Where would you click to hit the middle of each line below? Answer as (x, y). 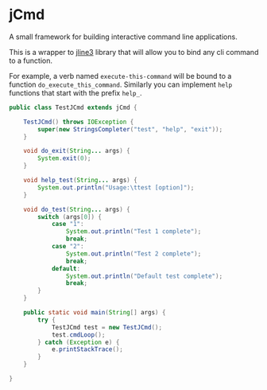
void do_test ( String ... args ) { (77, 209)
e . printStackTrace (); (87, 349)
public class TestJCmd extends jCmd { (73, 107)
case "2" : (68, 247)
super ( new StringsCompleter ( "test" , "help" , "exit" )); (130, 129)
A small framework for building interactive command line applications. (123, 37)
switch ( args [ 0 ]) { (70, 216)
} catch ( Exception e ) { (79, 342)
